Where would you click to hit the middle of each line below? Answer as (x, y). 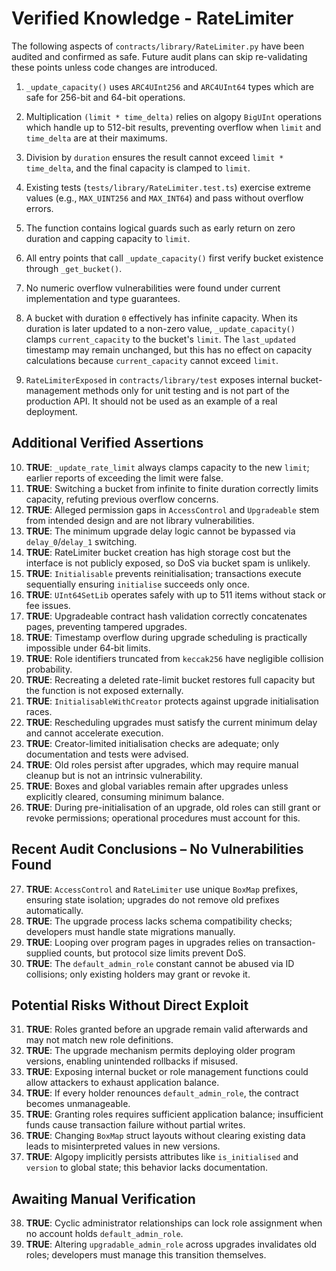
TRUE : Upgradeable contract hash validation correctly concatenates (166, 616)
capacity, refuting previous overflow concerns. (122, 499)
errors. (39, 208)
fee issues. (48, 605)
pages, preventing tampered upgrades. (106, 626)
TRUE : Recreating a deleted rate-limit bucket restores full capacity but (170, 679)
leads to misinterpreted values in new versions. (123, 1146)
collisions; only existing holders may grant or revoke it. (138, 974)
